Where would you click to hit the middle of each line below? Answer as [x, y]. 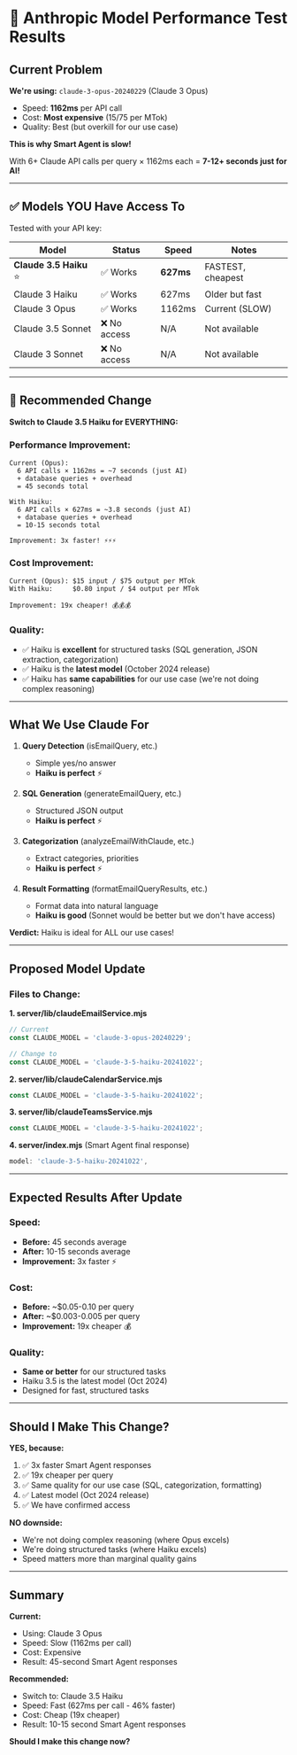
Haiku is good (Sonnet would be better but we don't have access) [155, 915]
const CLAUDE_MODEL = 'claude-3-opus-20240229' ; [100, 1037]
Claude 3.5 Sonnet [53, 329]
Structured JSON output [79, 811]
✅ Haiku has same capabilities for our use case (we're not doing [140, 679]
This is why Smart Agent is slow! [70, 144]
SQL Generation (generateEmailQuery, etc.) [102, 794]
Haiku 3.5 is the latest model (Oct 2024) [95, 1381]
